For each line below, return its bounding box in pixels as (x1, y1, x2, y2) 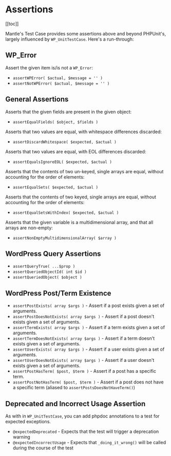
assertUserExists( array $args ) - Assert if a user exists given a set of (12, 346, 165, 353)
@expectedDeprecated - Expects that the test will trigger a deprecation (12, 428, 159, 434)
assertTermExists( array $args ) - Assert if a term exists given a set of (12, 324, 165, 331)
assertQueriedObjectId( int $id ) (12, 269, 87, 275)
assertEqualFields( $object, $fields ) (12, 119, 99, 124)
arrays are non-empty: (5, 225, 53, 231)
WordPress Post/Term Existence (5, 289, 111, 298)
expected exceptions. (5, 418, 51, 425)
